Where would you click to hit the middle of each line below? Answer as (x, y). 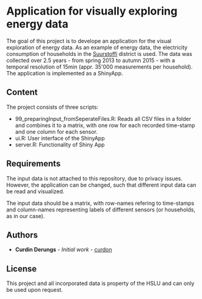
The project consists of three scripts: (52, 107)
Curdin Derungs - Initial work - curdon (63, 250)
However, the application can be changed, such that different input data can (101, 185)
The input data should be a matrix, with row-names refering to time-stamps (100, 203)
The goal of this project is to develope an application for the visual (89, 41)
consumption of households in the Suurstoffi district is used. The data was (99, 53)
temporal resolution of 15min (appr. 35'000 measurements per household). (99, 67)
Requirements (33, 164)
